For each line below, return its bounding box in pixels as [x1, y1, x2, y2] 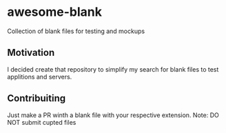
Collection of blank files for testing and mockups [7, 27, 145, 35]
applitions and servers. [7, 72, 72, 81]
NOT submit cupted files [7, 118, 76, 126]
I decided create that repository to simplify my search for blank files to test [7, 65, 219, 73]
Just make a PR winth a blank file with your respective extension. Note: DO [7, 111, 219, 119]
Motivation [7, 47, 55, 59]
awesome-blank [7, 4, 102, 20]
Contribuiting [7, 92, 66, 104]
